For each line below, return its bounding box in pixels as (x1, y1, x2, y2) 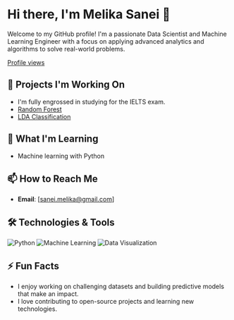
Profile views (7, 58, 45, 66)
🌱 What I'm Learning (7, 133, 99, 145)
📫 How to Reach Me (7, 173, 98, 185)
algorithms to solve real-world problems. (7, 44, 125, 53)
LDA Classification (17, 112, 71, 121)
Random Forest (17, 105, 62, 113)
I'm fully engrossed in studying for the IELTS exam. (17, 97, 166, 106)
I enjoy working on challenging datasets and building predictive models (17, 282, 224, 290)
